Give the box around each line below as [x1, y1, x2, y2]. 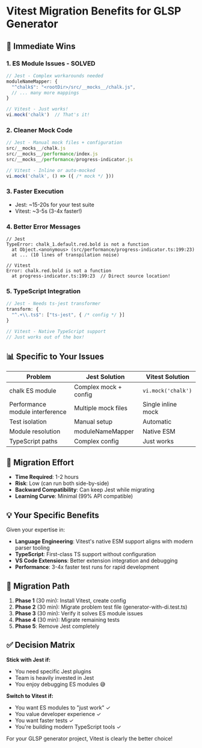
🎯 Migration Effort [6, 457, 74, 468]
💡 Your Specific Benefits [6, 510, 99, 520]
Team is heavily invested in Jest [14, 674, 94, 681]
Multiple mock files [74, 404, 128, 412]
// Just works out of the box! [6, 334, 85, 340]
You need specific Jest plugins [14, 668, 91, 675]
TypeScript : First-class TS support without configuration [14, 551, 156, 558]
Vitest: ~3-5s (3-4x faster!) [14, 207, 82, 215]
